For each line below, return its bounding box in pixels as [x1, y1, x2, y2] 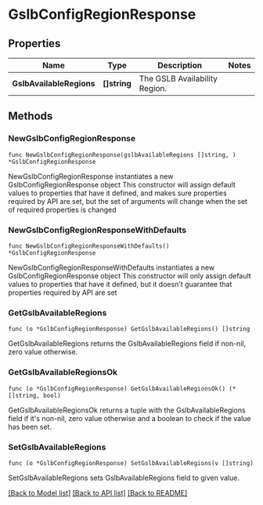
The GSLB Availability [139, 73, 218, 84]
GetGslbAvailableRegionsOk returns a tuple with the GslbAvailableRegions [8, 405, 246, 415]
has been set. [8, 422, 52, 431]
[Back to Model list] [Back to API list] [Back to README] [8, 488, 188, 497]
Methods [8, 110, 53, 123]
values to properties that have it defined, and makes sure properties [8, 188, 227, 198]
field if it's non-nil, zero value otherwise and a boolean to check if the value [8, 413, 252, 423]
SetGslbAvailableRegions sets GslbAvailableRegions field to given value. [8, 473, 240, 482]
